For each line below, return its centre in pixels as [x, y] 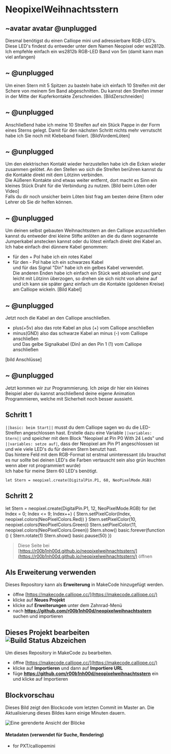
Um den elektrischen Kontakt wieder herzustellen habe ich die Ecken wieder [86, 164]
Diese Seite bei [34, 545]
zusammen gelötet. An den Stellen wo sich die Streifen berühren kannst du [84, 170]
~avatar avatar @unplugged [51, 28]
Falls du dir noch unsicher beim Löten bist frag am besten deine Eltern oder [85, 197]
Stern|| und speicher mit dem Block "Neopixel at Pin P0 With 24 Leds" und [84, 438]
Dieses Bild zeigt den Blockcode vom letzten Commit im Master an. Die [80, 707]
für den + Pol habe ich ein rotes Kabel [53, 257]
